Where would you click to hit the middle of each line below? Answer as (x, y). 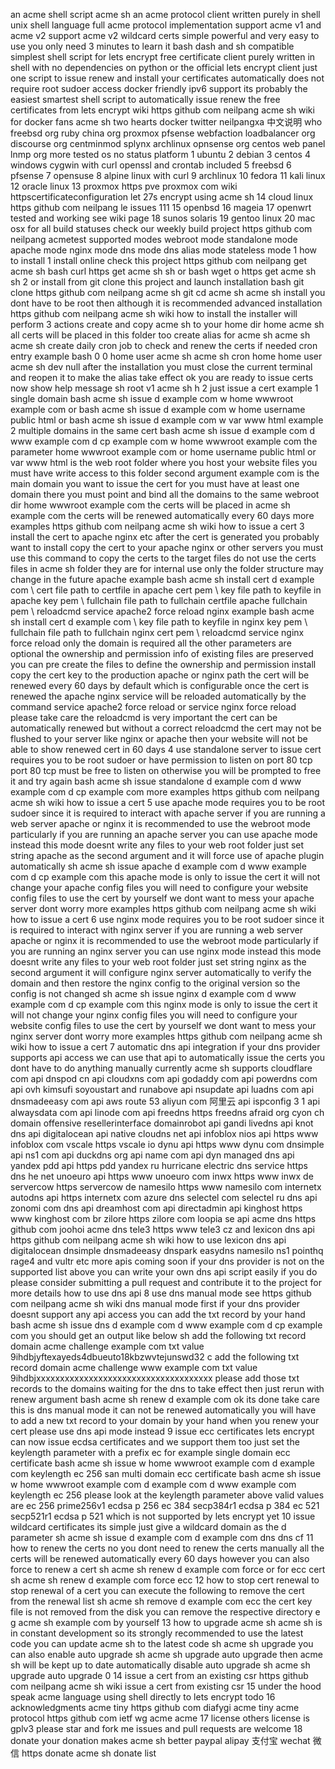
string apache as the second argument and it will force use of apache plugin (167, 855)
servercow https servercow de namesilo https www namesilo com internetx (166, 1187)
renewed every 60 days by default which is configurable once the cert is (160, 685)
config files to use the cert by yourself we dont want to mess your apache (162, 898)
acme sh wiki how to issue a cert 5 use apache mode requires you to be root (167, 802)
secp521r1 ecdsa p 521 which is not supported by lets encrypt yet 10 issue (163, 1516)
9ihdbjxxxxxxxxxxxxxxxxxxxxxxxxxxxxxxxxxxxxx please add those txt (155, 1378)
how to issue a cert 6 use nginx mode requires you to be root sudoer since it (167, 919)
